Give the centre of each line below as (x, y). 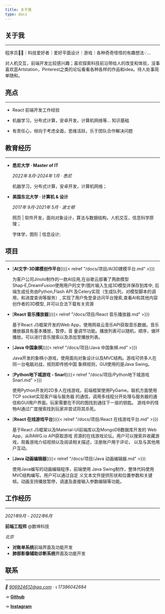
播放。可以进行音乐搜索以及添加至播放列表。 (57, 337)
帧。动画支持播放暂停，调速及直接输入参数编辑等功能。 (68, 481)
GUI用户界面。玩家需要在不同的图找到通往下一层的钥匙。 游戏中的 (88, 402)
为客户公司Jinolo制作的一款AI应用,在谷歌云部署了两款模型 (70, 279)
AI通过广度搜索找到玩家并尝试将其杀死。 (57, 409)
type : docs (16, 14)
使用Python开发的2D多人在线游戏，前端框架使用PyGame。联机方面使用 (84, 390)
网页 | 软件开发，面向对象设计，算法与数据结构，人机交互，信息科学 (81, 218)
